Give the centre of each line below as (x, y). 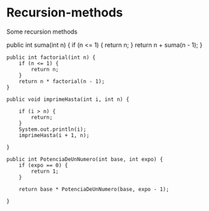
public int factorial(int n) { (51, 57)
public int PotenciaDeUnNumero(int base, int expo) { (85, 159)
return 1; (45, 171)
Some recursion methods (42, 32)
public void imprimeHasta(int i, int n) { (68, 99)
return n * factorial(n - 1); (62, 81)
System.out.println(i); (53, 129)
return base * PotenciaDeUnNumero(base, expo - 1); (94, 189)
